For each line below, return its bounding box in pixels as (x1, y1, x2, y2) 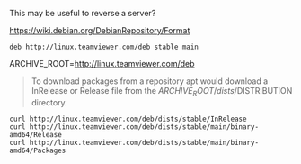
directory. (31, 96, 67, 107)
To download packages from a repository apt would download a (31, 76, 269, 87)
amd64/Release (9, 130, 63, 139)
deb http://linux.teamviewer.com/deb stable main (9, 42, 199, 51)
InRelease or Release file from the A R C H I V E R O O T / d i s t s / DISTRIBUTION (31, 86, 293, 98)
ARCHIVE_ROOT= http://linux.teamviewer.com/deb (9, 59, 195, 68)
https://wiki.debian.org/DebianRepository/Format (9, 25, 190, 35)
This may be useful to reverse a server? (9, 8, 156, 18)
